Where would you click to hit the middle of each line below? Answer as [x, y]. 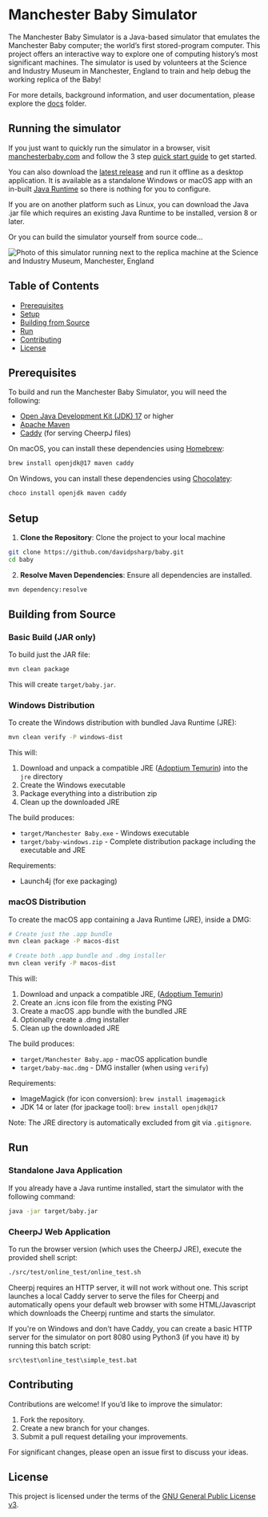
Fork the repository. [52, 1419]
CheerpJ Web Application [60, 1231]
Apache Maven [45, 425]
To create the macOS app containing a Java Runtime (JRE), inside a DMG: [130, 919]
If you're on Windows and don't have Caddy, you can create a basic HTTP [130, 1328]
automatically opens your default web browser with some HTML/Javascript [132, 1304]
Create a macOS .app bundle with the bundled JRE [104, 1011]
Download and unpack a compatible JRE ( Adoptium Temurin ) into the [134, 768]
